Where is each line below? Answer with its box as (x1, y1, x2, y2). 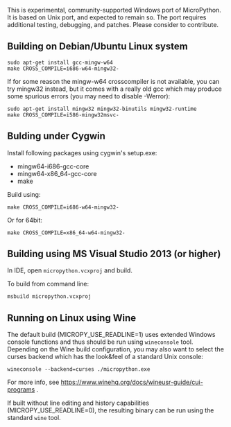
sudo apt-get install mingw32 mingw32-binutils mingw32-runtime (7, 105, 197, 112)
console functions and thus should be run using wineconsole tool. (7, 338, 194, 346)
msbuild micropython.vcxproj (7, 293, 92, 300)
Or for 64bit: (7, 216, 43, 224)
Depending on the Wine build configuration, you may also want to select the (7, 345, 224, 354)
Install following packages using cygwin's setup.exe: (7, 148, 157, 157)
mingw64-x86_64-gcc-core (17, 169, 97, 177)
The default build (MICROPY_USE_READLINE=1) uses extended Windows (7, 331, 216, 339)
